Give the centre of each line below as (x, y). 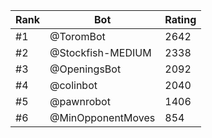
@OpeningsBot (85, 69)
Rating (180, 19)
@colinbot (73, 85)
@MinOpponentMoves (102, 117)
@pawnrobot (80, 101)
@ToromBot (77, 36)
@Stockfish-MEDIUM (100, 52)
